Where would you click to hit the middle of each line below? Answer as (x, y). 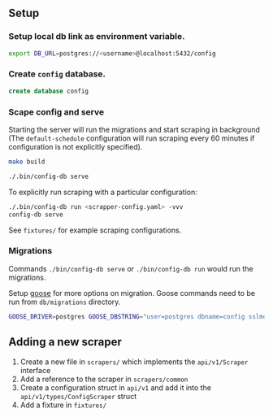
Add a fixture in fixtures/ (63, 405)
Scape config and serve (56, 111)
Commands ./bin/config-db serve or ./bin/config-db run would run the (131, 268)
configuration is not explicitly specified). (76, 147)
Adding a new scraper (65, 342)
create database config (49, 91)
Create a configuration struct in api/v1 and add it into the (115, 387)
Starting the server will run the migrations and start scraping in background (134, 130)
